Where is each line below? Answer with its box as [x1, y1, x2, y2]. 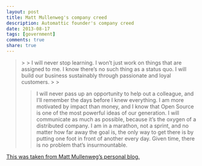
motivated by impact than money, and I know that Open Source [36, 103, 194, 110]
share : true [6, 43, 36, 49]
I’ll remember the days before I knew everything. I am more [36, 96, 184, 103]
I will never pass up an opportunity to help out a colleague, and [36, 90, 194, 97]
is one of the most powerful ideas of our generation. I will [36, 109, 180, 117]
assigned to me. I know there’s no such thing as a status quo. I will [21, 65, 187, 72]
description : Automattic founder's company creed [6, 20, 135, 26]
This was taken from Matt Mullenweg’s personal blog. [6, 153, 140, 160]
